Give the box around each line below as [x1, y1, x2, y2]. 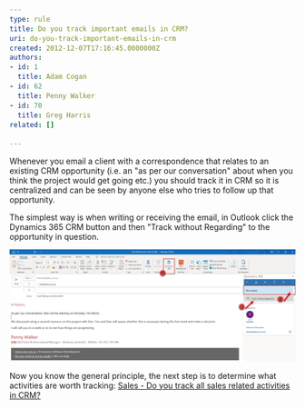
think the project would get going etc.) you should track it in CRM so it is [9, 175, 280, 186]
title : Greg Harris [17, 110, 92, 120]
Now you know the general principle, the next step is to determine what [9, 370, 277, 381]
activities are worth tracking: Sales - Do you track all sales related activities [9, 380, 290, 391]
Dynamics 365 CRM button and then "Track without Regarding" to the [9, 222, 271, 233]
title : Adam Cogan [17, 73, 88, 82]
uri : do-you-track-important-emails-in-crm [9, 34, 177, 43]
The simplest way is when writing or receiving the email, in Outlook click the [9, 212, 294, 223]
